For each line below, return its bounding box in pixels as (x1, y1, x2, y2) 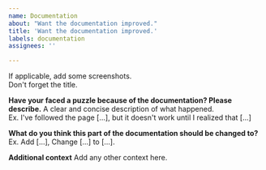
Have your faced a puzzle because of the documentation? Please (8, 96, 233, 105)
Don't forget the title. (8, 80, 79, 90)
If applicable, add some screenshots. (8, 71, 132, 81)
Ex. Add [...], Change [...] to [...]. (8, 137, 115, 147)
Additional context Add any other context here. (8, 153, 168, 163)
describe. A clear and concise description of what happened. (8, 104, 215, 114)
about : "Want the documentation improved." (8, 19, 158, 28)
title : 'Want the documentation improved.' (8, 27, 158, 35)
